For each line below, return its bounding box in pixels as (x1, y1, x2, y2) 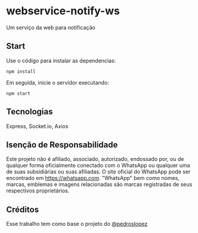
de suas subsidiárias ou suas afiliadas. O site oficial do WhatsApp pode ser (6, 168, 191, 175)
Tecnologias (6, 107, 53, 117)
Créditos (6, 204, 39, 215)
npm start (6, 91, 31, 97)
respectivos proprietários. (6, 187, 70, 194)
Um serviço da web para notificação (6, 24, 95, 31)
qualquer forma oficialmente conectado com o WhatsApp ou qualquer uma (6, 162, 190, 169)
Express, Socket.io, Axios (6, 122, 69, 129)
